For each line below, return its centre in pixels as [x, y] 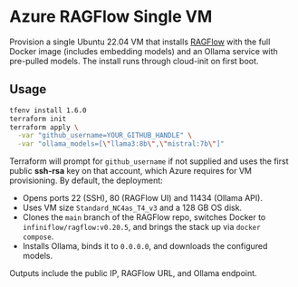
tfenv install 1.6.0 [48, 110]
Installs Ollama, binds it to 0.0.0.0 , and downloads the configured [145, 246]
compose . [38, 236]
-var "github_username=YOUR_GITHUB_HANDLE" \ [105, 136]
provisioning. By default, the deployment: [86, 181]
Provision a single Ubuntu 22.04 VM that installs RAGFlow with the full [140, 42]
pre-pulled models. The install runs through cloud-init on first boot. [134, 61]
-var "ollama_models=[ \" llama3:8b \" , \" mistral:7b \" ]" [121, 144]
